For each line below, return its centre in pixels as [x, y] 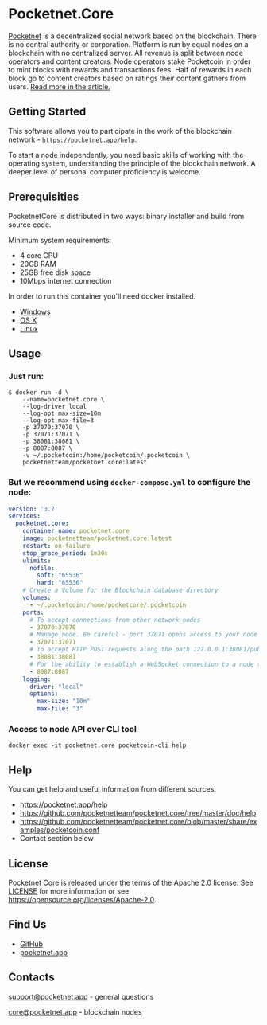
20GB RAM [38, 264]
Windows [35, 311]
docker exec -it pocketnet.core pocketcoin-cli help [97, 745]
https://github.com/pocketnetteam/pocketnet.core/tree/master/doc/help [138, 813]
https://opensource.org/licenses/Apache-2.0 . [82, 899]
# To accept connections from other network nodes [115, 620]
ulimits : [37, 561]
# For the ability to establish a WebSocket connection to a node [141, 664]
